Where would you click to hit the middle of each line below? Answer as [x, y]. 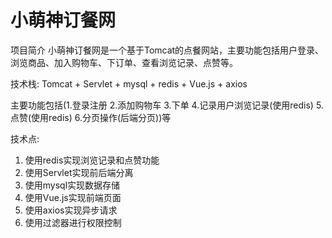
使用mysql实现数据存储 [72, 185]
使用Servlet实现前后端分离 [79, 172]
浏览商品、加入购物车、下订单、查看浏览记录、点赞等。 [124, 62]
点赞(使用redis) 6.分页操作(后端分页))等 [91, 117]
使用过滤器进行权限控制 [73, 222]
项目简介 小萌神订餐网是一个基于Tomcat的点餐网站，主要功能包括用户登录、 [167, 50]
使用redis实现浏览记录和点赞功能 [92, 160]
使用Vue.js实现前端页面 [73, 197]
